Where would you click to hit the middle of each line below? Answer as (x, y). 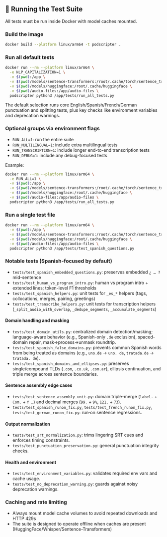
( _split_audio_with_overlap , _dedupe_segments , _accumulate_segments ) (84, 309)
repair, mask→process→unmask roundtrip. (73, 342)
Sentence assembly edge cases (39, 385)
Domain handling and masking (37, 320)
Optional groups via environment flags (53, 129)
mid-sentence (27, 277)
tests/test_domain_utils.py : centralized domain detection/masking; (83, 331)
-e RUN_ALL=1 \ (25, 179)
